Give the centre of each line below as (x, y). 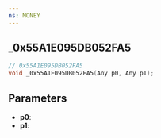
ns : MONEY (25, 15)
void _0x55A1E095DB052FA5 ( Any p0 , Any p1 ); (81, 73)
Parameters (38, 98)
